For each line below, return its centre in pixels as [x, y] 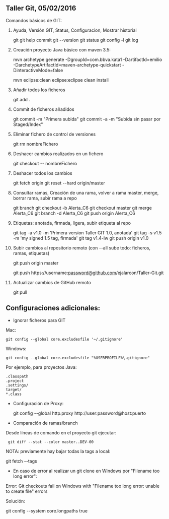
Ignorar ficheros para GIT [39, 320]
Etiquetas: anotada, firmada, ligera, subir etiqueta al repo [72, 223]
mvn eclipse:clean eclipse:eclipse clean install [61, 80]
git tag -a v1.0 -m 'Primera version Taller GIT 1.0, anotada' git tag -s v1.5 [87, 233]
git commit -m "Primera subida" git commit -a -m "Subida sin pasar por [87, 119]
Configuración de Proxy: [38, 403]
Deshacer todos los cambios [43, 173]
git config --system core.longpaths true [47, 510]
